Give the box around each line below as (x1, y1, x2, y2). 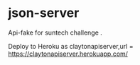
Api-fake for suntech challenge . (8, 28, 102, 37)
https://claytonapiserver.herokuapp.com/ (8, 49, 129, 58)
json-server (8, 5, 80, 21)
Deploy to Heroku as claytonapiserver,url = (8, 42, 134, 50)
